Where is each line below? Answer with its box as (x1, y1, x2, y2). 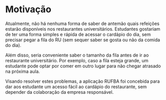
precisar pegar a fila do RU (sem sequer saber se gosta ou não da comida (5, 37, 160, 43)
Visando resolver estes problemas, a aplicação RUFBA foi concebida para (5, 78, 160, 84)
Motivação (5, 4, 52, 15)
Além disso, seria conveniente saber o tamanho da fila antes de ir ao (5, 52, 149, 58)
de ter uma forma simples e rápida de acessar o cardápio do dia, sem (5, 31, 151, 37)
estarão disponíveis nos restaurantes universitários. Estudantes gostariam (5, 26, 160, 32)
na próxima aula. (5, 68, 40, 74)
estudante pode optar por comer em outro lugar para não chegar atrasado (5, 63, 161, 69)
